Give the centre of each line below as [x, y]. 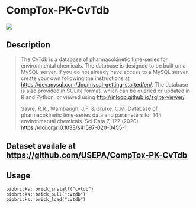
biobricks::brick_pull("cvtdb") [46, 194]
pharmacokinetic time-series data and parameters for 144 [91, 115]
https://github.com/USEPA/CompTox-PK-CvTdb [97, 156]
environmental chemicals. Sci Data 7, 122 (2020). [80, 121]
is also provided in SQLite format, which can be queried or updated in [105, 91]
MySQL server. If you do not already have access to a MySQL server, [105, 72]
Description [28, 45]
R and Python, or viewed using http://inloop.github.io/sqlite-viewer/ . [103, 97]
